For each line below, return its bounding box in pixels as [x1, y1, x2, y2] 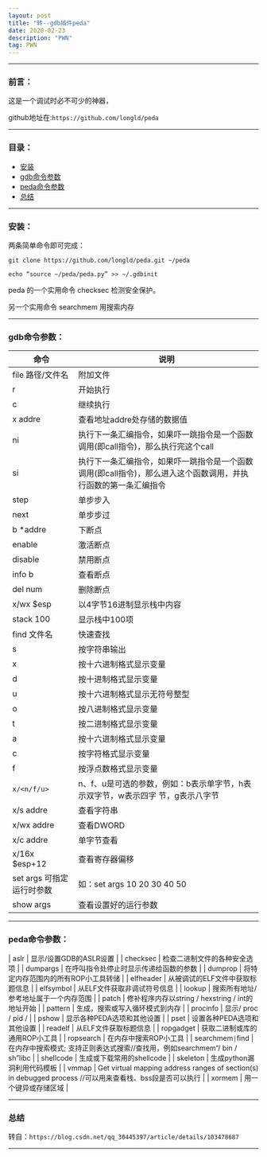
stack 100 [12, 614, 51, 625]
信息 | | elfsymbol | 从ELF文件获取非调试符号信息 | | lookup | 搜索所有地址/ [14, 984, 257, 993]
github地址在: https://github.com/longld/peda [8, 113, 159, 123]
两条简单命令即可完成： [8, 240, 85, 251]
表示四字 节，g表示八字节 [124, 790, 220, 801]
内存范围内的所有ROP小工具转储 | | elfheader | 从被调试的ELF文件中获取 [14, 973, 250, 983]
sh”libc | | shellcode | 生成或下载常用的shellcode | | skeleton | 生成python [8, 1053, 248, 1062]
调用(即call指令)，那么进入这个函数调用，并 [78, 468, 241, 479]
